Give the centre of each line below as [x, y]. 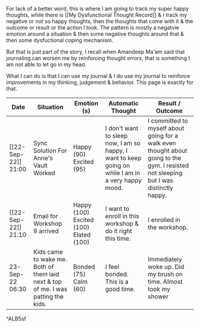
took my [159, 289]
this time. [118, 239]
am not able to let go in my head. [46, 64]
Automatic [123, 103]
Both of [43, 267]
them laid [46, 274]
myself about [166, 128]
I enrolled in [164, 220]
